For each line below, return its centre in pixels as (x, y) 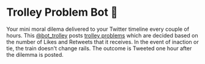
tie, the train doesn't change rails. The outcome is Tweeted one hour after (99, 48)
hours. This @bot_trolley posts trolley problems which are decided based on (102, 35)
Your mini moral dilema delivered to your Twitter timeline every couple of (98, 29)
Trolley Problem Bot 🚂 (62, 12)
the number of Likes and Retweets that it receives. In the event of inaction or (102, 42)
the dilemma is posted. (35, 54)
